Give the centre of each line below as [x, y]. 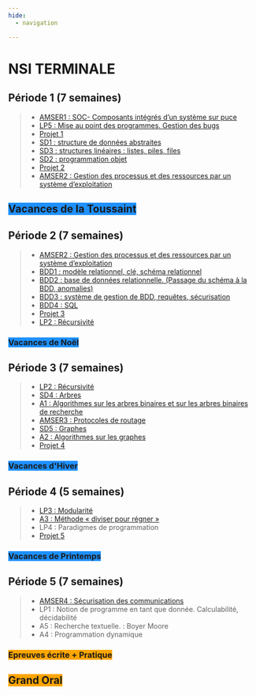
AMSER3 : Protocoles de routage [92, 420]
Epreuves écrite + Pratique [60, 655]
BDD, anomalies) [66, 288]
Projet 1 [51, 133]
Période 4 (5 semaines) [66, 492]
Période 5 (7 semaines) [66, 582]
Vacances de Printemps [55, 556]
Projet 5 [52, 536]
